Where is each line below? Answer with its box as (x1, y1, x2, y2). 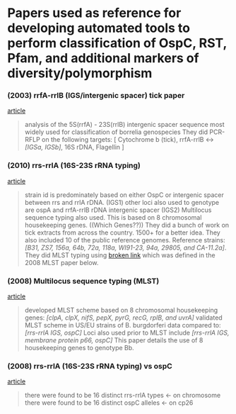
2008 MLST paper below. (24, 258, 99, 267)
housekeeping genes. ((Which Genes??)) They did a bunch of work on (24, 220, 230, 229)
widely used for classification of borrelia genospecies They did (24, 128, 208, 136)
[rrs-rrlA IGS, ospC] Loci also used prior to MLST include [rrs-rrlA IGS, (24, 328, 230, 337)
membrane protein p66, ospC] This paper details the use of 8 (24, 336, 203, 345)
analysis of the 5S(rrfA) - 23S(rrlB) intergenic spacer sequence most (24, 121, 225, 129)
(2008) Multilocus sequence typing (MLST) (7, 276, 160, 286)
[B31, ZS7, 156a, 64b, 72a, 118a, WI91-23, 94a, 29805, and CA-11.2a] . (24, 243, 227, 252)
